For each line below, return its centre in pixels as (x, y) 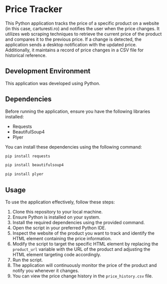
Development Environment (48, 71)
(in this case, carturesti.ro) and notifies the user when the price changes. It (82, 28)
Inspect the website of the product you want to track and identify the (83, 233)
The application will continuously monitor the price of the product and (85, 265)
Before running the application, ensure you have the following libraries (78, 111)
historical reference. (26, 55)
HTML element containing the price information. (62, 238)
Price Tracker (34, 9)
